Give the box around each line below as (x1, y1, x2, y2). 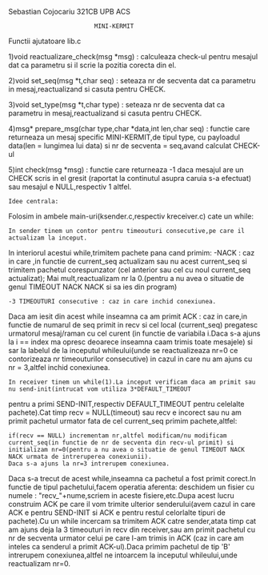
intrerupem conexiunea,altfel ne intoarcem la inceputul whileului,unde (8, 550, 238, 560)
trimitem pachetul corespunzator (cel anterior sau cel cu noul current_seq (8, 265, 251, 275)
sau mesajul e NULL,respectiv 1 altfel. (8, 182, 132, 191)
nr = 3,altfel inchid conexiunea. (8, 363, 110, 372)
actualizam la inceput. (8, 234, 88, 242)
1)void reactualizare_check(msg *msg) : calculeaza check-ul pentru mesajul (8, 52, 258, 61)
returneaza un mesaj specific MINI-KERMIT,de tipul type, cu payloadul (8, 132, 240, 142)
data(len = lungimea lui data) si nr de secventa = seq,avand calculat (8, 141, 232, 151)
